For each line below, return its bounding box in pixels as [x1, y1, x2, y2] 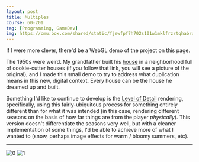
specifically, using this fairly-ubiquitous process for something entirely [6, 101, 178, 108]
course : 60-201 [6, 20, 44, 25]
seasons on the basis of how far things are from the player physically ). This [6, 114, 191, 121]
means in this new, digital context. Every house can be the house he [6, 77, 172, 85]
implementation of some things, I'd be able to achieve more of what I [6, 127, 174, 134]
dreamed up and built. [6, 83, 60, 90]
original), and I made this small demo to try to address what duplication [6, 71, 179, 78]
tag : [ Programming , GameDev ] [6, 25, 78, 31]
